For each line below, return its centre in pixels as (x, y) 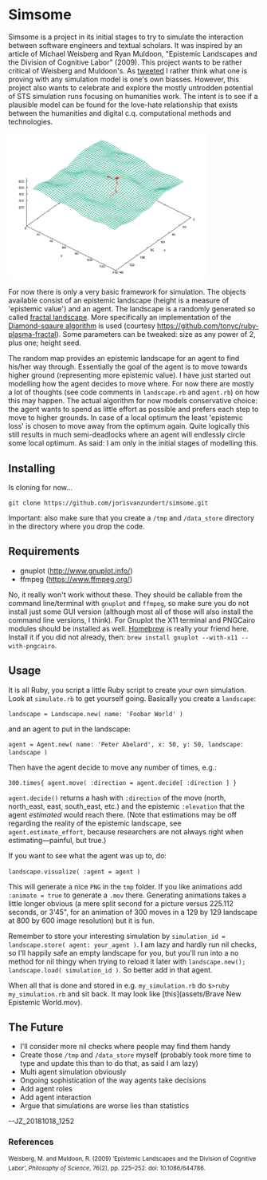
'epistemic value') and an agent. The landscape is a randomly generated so (132, 309)
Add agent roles (46, 1089)
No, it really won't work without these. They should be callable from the (126, 594)
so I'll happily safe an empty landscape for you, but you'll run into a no (124, 952)
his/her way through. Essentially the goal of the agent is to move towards (128, 367)
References (31, 1142)
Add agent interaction (55, 1097)
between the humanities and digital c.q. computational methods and (120, 113)
